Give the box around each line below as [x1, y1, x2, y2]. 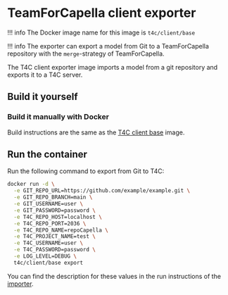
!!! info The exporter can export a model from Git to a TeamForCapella [7, 42, 210, 50]
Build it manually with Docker [7, 112, 109, 122]
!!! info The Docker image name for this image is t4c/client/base [7, 28, 196, 37]
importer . [7, 280, 34, 288]
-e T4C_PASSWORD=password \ [13, 246, 96, 253]
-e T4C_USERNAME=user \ [13, 239, 83, 247]
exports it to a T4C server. [7, 70, 83, 79]
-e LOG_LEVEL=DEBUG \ [13, 253, 77, 260]
